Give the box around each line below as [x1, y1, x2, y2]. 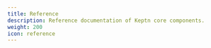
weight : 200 [7, 23, 43, 30]
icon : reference [7, 30, 55, 37]
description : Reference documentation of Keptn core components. [7, 17, 205, 24]
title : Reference [7, 10, 59, 18]
